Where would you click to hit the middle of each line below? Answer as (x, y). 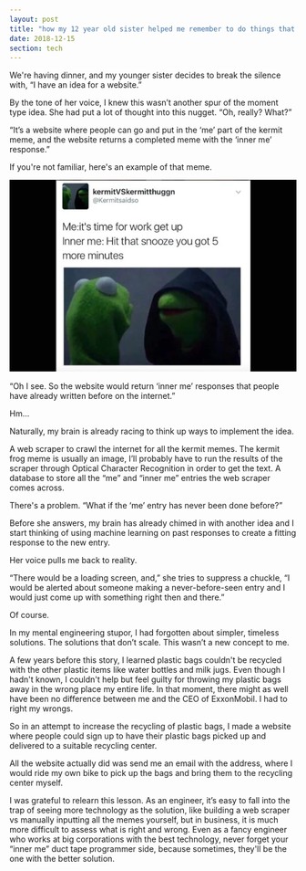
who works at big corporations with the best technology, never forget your (149, 839)
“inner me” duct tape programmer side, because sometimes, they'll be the (148, 849)
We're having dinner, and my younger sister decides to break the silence (145, 75)
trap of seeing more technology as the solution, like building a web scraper (150, 810)
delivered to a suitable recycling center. (83, 746)
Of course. (30, 615)
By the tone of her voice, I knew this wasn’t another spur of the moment (144, 103)
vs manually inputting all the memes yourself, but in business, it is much (144, 820)
